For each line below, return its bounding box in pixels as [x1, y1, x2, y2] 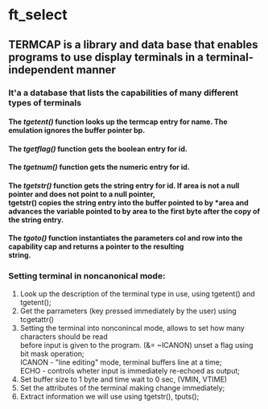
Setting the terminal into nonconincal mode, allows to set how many [19, 323, 245, 333]
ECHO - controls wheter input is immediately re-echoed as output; [19, 366, 240, 375]
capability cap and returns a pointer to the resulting [8, 242, 184, 251]
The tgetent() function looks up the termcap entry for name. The [8, 117, 228, 126]
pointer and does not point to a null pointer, [8, 189, 155, 199]
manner [76, 63, 117, 76]
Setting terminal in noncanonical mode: [8, 271, 166, 282]
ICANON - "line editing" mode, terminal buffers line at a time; [19, 357, 222, 367]
